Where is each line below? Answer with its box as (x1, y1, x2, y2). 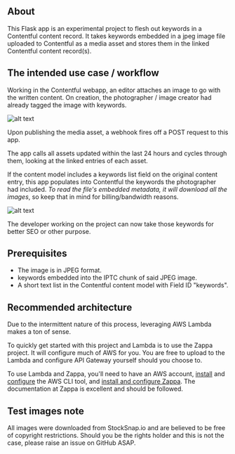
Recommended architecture (7, 301, 133, 313)
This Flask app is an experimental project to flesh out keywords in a (7, 24, 202, 32)
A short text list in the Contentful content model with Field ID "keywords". (17, 281, 229, 290)
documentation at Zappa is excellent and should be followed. (7, 384, 184, 393)
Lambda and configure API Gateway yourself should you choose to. (7, 356, 203, 365)
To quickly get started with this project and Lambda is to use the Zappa (7, 341, 213, 350)
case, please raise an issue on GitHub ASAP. (7, 439, 136, 447)
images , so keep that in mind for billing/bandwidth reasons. (7, 193, 179, 201)
